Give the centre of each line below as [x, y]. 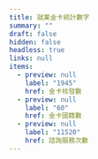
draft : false [33, 34]
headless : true [37, 50]
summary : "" [31, 26]
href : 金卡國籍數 [53, 116]
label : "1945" [51, 83]
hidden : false [35, 42]
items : [21, 67]
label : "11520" [53, 132]
